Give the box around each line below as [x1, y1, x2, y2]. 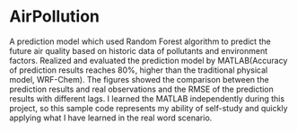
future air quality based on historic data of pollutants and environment [9, 45, 268, 56]
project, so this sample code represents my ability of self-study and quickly [9, 102, 289, 113]
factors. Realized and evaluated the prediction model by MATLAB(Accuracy [9, 55, 288, 66]
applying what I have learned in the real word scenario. [9, 112, 213, 123]
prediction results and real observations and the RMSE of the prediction [9, 84, 274, 94]
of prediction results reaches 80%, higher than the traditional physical [9, 65, 268, 75]
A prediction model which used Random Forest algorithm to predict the [9, 36, 271, 47]
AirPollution [9, 6, 100, 27]
